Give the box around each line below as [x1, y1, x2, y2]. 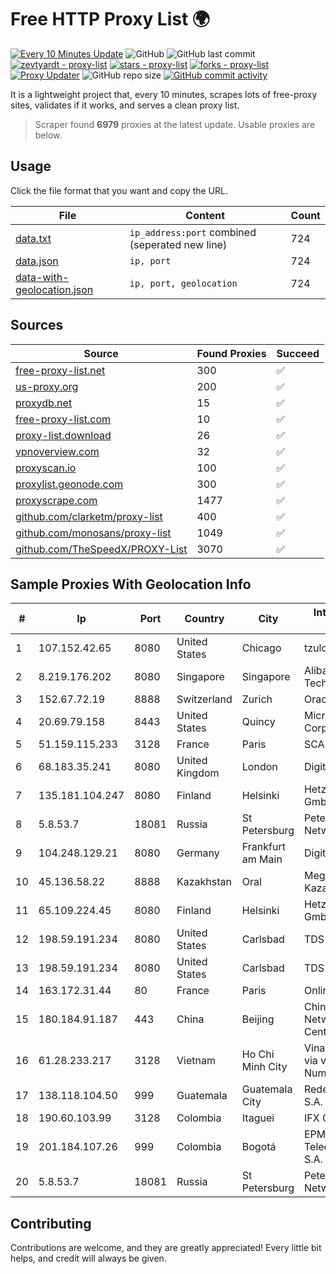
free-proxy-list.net [15, 363, 106, 377]
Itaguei [241, 1111, 275, 1125]
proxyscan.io [15, 461, 77, 475]
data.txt [15, 231, 52, 245]
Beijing [241, 1012, 275, 1026]
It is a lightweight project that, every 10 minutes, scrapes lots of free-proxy [10, 88, 318, 100]
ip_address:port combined [129, 225, 257, 239]
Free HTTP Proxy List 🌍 [10, 8, 211, 31]
